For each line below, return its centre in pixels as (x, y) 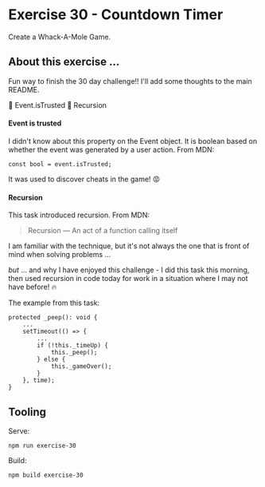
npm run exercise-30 (43, 445)
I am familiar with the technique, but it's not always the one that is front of (129, 246)
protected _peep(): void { (53, 318)
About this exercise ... (64, 62)
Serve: (19, 431)
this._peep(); (74, 353)
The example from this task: (54, 303)
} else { (51, 360)
